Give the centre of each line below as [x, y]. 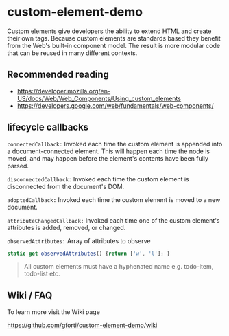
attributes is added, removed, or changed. [67, 227]
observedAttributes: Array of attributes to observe [79, 240]
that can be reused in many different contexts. [72, 53]
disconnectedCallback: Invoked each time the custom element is [98, 179]
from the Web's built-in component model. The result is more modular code [114, 45]
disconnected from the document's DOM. [66, 186]
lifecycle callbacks [48, 127]
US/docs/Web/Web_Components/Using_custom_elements [99, 98]
